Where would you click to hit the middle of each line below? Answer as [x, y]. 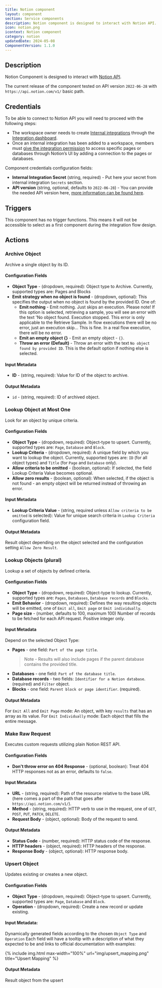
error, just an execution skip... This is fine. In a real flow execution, [85, 327]
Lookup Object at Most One [38, 410]
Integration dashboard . [35, 138]
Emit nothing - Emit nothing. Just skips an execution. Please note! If [87, 307]
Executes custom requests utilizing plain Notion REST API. [63, 744]
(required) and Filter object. [41, 684]
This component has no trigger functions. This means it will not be [71, 220]
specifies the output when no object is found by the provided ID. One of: [84, 302]
